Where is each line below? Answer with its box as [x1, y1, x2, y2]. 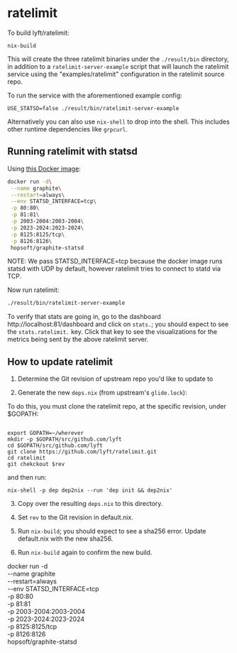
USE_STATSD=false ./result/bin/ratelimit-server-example [7, 104, 180, 112]
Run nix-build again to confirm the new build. [17, 549, 153, 557]
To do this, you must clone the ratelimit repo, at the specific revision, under [7, 402, 226, 411]
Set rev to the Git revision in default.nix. [17, 513, 133, 522]
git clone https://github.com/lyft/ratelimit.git [7, 448, 158, 455]
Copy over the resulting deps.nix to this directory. [17, 500, 163, 508]
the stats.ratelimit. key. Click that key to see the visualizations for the [7, 328, 218, 336]
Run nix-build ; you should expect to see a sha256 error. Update [17, 527, 206, 536]
